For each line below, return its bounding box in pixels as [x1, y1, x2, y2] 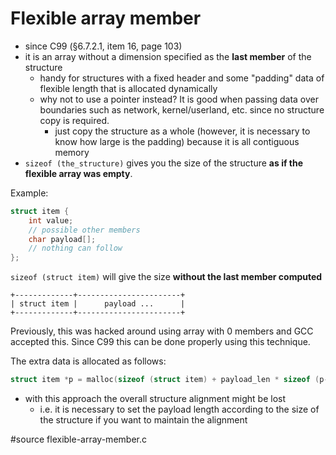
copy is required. [39, 114, 110, 126]
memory [54, 146, 90, 158]
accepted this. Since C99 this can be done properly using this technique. [10, 336, 311, 348]
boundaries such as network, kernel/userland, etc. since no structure [39, 103, 325, 116]
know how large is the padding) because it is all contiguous [54, 135, 300, 147]
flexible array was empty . [24, 167, 133, 179]
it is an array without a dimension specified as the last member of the [24, 50, 312, 62]
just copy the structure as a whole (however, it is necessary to [54, 125, 311, 137]
